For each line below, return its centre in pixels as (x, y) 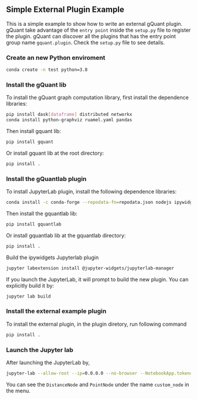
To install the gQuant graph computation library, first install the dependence (97, 98)
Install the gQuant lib (36, 84)
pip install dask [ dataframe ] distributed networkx (69, 115)
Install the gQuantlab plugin (46, 179)
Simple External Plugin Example (65, 10)
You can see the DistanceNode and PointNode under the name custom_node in (98, 384)
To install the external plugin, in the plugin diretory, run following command (96, 324)
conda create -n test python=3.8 (47, 70)
